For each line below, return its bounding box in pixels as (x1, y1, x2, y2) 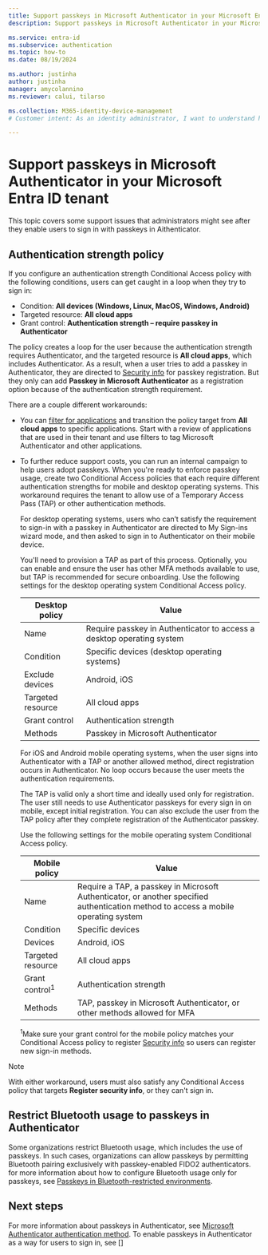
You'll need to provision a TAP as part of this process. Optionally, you (19, 556, 247, 564)
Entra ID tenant (8, 189, 109, 208)
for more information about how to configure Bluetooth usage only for (8, 1167, 238, 1178)
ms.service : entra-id (8, 34, 81, 42)
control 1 (23, 983, 56, 996)
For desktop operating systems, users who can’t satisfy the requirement (19, 514, 257, 524)
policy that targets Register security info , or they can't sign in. (8, 1085, 214, 1095)
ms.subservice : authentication (8, 41, 112, 49)
